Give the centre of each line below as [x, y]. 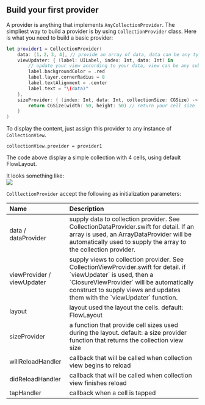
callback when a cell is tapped [113, 393]
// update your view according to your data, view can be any [109, 66]
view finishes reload [98, 383]
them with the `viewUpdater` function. [124, 298]
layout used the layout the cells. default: [126, 307]
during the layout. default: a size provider [128, 333]
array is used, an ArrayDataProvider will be [131, 234]
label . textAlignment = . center [68, 83]
